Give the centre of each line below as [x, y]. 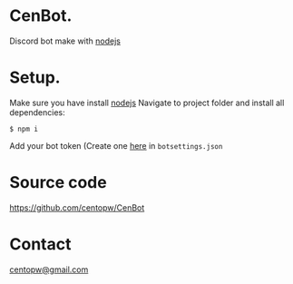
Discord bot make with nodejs [65, 41]
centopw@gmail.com [49, 269]
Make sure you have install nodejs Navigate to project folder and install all [147, 103]
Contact [40, 244]
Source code [58, 183]
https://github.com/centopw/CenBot [77, 207]
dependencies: [37, 112]
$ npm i [24, 129]
